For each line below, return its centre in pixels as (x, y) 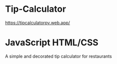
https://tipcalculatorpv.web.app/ (38, 23)
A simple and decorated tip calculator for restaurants (58, 56)
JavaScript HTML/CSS (52, 43)
